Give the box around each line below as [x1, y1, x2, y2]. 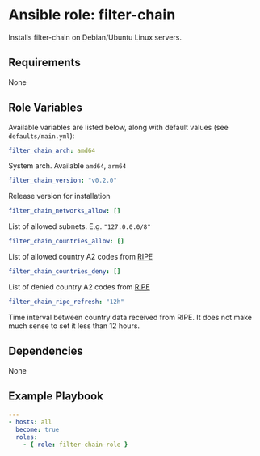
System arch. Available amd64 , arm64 [8, 161, 127, 171]
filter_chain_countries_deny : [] [8, 268, 121, 276]
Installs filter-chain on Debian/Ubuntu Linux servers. [8, 32, 182, 42]
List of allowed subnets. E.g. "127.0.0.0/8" [8, 222, 151, 231]
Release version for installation [8, 192, 111, 201]
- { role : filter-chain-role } [23, 441, 128, 449]
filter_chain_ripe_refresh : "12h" [8, 298, 125, 306]
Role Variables [8, 101, 82, 115]
